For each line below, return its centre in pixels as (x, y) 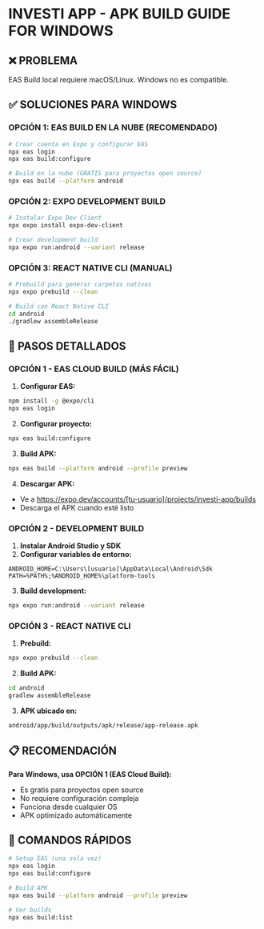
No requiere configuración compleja (79, 798)
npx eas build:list (41, 917)
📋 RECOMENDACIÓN (63, 751)
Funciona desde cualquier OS (68, 807)
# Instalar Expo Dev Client (55, 218)
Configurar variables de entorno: (76, 555)
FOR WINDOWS (61, 31)
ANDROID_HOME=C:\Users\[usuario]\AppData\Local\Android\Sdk (111, 569)
